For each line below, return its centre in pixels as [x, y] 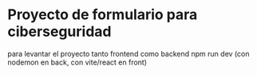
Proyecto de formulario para [103, 15]
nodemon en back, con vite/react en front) [77, 62]
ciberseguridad [59, 32]
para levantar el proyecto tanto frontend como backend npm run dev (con [128, 53]
